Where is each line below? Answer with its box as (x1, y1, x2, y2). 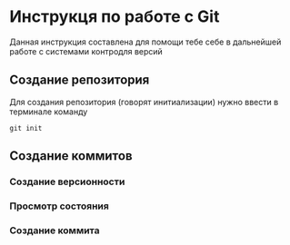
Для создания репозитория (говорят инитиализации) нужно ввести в (9, 96, 279, 107)
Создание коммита (9, 224, 100, 237)
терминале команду (9, 106, 88, 117)
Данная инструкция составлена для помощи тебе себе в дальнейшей (9, 36, 282, 47)
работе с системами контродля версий (9, 45, 164, 56)
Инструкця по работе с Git (9, 6, 220, 27)
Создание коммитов (9, 148, 133, 164)
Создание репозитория (9, 73, 150, 88)
